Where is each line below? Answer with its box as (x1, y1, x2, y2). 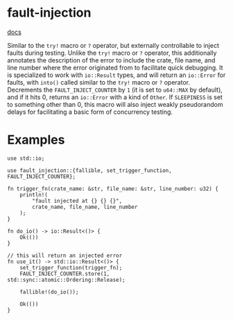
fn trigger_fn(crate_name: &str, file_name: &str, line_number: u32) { (7, 185, 218, 192)
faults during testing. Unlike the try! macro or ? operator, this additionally (7, 49, 217, 57)
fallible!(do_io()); (19, 288, 79, 296)
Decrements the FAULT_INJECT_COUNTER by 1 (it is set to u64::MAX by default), (7, 85, 223, 94)
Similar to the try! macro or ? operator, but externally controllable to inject (7, 41, 220, 49)
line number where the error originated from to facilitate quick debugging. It (7, 63, 223, 71)
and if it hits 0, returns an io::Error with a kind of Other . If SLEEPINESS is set (7, 92, 223, 101)
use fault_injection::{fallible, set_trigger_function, (7, 167, 172, 174)
